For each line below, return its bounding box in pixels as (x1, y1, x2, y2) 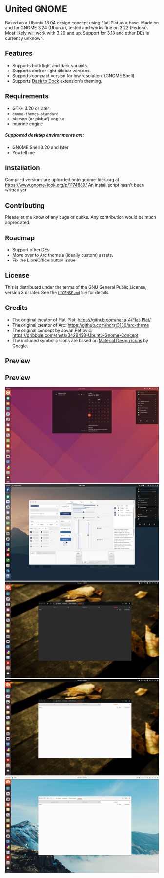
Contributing (5, 201, 45, 210)
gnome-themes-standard (12, 111, 59, 116)
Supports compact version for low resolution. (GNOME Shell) (12, 72, 135, 79)
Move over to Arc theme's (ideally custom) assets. (12, 252, 113, 258)
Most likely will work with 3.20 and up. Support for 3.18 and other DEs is (5, 30, 150, 36)
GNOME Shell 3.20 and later (12, 144, 69, 150)
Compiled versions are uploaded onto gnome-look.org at (5, 177, 120, 183)
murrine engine (12, 121, 43, 127)
